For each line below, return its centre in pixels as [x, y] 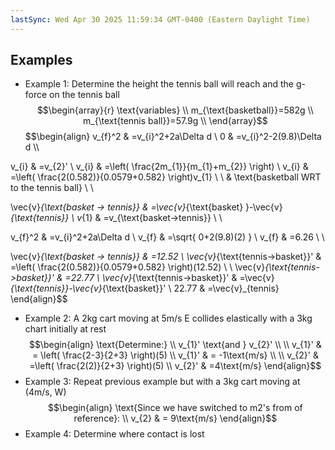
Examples [41, 60]
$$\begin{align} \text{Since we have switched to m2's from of [175, 408]
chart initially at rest [65, 329]
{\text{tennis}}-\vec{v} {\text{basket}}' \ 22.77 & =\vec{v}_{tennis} [145, 288]
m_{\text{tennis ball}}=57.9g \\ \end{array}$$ [175, 121]
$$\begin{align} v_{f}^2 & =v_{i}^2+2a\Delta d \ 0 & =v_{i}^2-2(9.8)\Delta [173, 137]
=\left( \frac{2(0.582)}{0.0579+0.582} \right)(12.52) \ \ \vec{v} [138, 267]
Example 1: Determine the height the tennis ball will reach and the [159, 84]
